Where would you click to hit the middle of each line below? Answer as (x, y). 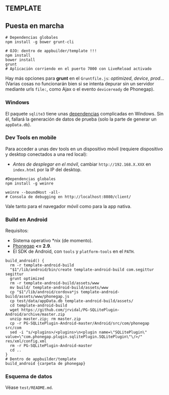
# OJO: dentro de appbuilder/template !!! (51, 51)
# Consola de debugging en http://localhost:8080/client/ (68, 197)
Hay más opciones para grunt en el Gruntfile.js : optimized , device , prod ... (85, 78)
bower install (20, 60)
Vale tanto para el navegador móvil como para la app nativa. (68, 206)
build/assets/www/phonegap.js (38, 297)
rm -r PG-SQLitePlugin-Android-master (51, 346)
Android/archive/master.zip (35, 315)
